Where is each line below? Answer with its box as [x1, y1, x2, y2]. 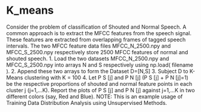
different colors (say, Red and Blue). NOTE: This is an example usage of [6, 93, 183, 100]
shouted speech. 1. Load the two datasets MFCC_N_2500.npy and [6, 55, 169, 62]
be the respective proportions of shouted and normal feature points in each [6, 80, 193, 87]
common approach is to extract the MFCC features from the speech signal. [6, 29, 192, 36]
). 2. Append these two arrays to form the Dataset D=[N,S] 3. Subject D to [6, 67, 188, 74]
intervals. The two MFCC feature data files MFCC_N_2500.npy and [6, 42, 171, 49]
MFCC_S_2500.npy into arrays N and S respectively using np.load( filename [6, 61, 194, 69]
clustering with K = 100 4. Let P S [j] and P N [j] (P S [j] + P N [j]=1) [24, 74, 189, 81]
